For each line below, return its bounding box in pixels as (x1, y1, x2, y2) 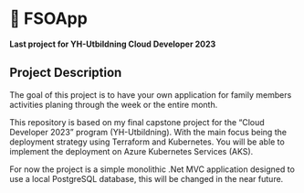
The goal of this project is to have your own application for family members (9, 89, 292, 100)
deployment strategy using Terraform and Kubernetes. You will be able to (9, 136, 285, 147)
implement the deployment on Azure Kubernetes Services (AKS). (9, 145, 254, 156)
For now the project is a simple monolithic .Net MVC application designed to (9, 164, 295, 175)
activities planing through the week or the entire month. (9, 99, 218, 110)
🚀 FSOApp (9, 8, 89, 29)
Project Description (9, 65, 122, 80)
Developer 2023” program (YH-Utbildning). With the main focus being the (9, 126, 288, 137)
